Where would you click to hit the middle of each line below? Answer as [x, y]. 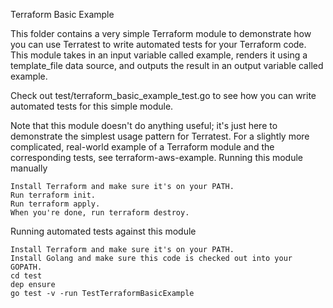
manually [29, 168]
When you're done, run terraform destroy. [100, 213]
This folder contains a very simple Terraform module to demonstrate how [161, 33]
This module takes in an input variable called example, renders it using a [159, 55]
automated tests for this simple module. [92, 106]
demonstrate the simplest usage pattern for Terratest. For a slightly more [160, 136]
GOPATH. [26, 267]
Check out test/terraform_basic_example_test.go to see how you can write [163, 95]
